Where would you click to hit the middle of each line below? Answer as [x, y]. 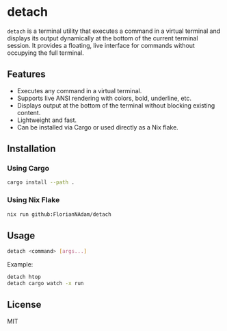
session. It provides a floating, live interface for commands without [101, 45]
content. [29, 112]
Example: [20, 265]
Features [26, 74]
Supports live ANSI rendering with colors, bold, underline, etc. [104, 98]
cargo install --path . [41, 182]
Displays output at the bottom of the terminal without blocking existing [116, 105]
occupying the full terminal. [45, 53]
